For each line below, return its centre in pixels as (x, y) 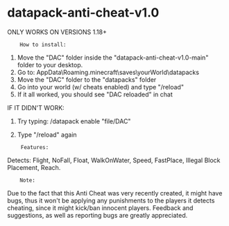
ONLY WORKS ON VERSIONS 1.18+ (57, 32)
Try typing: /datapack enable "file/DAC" (74, 121)
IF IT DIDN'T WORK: (36, 107)
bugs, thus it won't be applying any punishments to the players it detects (111, 200)
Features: (35, 147)
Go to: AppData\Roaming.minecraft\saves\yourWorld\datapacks (108, 72)
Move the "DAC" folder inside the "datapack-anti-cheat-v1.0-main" (113, 58)
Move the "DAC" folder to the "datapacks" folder (87, 79)
